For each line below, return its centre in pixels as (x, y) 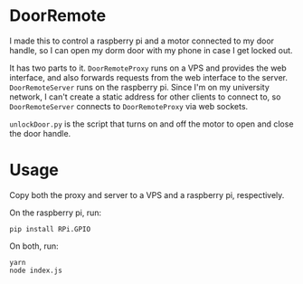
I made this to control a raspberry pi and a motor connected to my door (142, 41)
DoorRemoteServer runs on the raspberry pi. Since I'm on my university (139, 87)
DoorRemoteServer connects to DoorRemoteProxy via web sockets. (129, 106)
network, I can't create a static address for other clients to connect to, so (145, 97)
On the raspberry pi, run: (56, 213)
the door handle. (40, 133)
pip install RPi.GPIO (50, 229)
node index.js (36, 270)
